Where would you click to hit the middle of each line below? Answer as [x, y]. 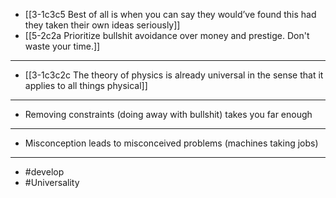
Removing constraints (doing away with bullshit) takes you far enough [168, 114]
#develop [44, 172]
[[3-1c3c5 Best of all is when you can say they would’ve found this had [170, 14]
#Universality [52, 182]
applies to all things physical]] [86, 85]
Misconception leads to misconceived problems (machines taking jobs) [171, 143]
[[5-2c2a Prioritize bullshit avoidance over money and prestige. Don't [167, 35]
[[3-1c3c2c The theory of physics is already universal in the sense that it [174, 75]
